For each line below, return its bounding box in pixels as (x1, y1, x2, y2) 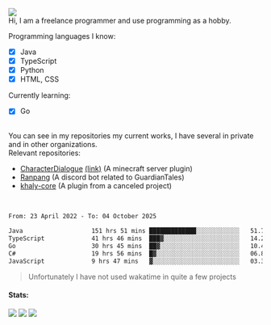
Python (19, 65, 44, 75)
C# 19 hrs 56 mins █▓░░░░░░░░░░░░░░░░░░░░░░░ (8, 249, 240, 258)
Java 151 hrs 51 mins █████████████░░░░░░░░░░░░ (8, 227, 240, 235)
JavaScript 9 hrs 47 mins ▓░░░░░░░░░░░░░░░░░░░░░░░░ (8, 257, 240, 265)
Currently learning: (8, 91, 71, 100)
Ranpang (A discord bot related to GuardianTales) (19, 172, 185, 182)
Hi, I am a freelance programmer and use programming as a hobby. (8, 16, 231, 25)
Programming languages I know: (8, 32, 116, 40)
